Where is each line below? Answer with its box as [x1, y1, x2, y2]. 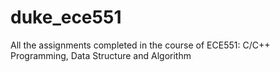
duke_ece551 [10, 6, 122, 29]
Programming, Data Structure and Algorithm [10, 49, 192, 61]
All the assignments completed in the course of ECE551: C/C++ [10, 39, 271, 51]
